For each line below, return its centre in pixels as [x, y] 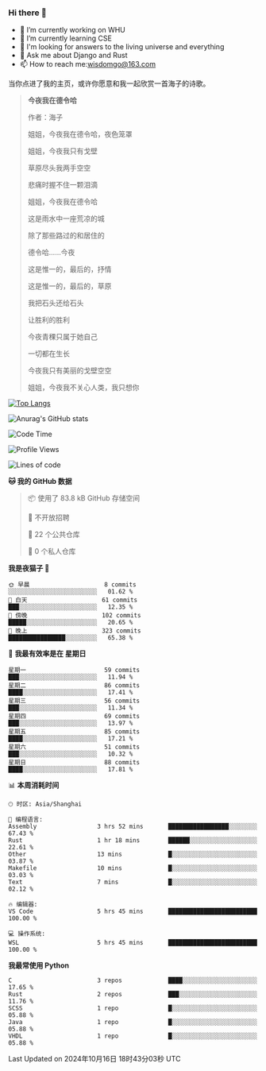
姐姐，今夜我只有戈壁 [62, 151]
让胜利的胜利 [48, 320]
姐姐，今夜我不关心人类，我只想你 [83, 388]
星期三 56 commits [74, 701]
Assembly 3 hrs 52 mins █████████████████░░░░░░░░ [133, 827]
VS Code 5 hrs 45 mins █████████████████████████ [133, 912]
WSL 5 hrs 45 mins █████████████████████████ [133, 943]
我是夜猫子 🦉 [29, 568]
